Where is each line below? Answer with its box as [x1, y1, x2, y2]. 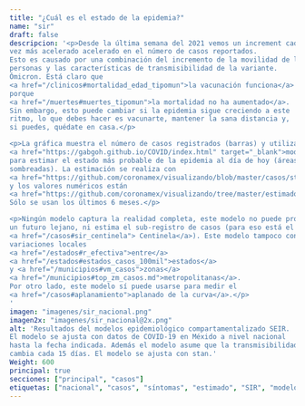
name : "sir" [9, 22, 54, 31]
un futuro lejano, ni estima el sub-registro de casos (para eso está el [9, 223, 295, 232]
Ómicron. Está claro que [9, 72, 103, 82]
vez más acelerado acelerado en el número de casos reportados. [9, 47, 258, 56]
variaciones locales [9, 239, 88, 249]
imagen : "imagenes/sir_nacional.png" [9, 307, 152, 316]
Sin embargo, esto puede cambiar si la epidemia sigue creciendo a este [9, 106, 290, 115]
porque [9, 89, 34, 98]
